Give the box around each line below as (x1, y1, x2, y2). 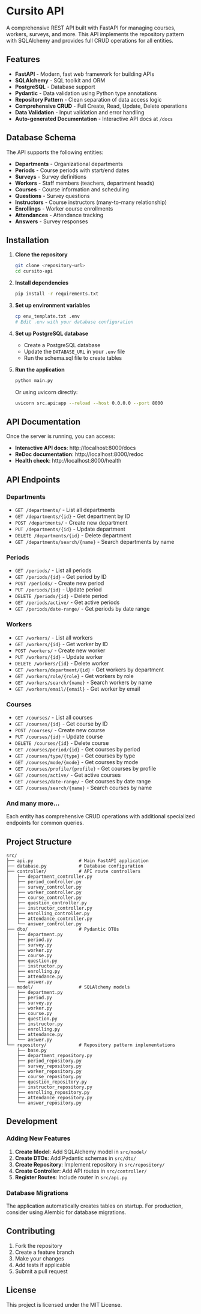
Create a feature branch (14, 1248, 74, 1256)
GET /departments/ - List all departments (14, 507, 115, 513)
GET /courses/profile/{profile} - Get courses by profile (14, 765, 157, 772)
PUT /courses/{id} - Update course (14, 733, 103, 740)
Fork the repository (14, 1242, 63, 1249)
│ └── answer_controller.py (6, 921, 82, 927)
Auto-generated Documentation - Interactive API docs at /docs (14, 115, 173, 122)
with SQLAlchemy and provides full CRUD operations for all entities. (6, 37, 174, 44)
